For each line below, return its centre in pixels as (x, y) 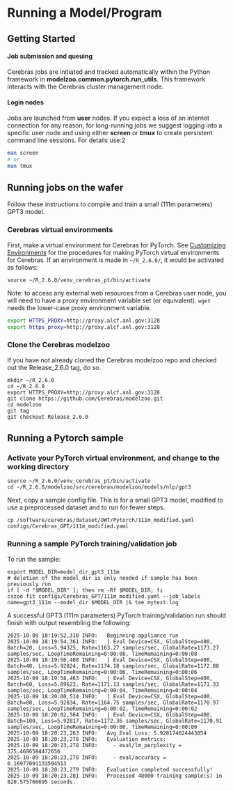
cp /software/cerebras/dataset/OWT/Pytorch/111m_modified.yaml (101, 521)
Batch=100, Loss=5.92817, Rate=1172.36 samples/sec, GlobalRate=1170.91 (115, 721)
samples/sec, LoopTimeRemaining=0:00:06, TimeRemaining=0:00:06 (102, 672)
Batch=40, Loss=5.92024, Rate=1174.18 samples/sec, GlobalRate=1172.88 (113, 666)
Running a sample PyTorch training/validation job (92, 544)
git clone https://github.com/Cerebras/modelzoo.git (85, 399)
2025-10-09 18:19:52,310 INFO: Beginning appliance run (93, 636)
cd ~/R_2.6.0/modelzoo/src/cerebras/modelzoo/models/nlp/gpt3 (99, 487)
